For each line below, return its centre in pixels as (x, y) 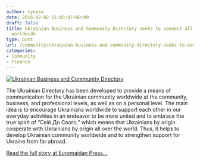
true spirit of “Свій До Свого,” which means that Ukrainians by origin (91, 122)
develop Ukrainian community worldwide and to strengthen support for (93, 135)
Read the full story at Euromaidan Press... (57, 152)
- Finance (18, 62)
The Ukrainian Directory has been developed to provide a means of (89, 90)
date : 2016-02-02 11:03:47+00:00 (48, 17)
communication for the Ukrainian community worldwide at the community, (97, 97)
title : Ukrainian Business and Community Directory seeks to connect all (100, 28)
